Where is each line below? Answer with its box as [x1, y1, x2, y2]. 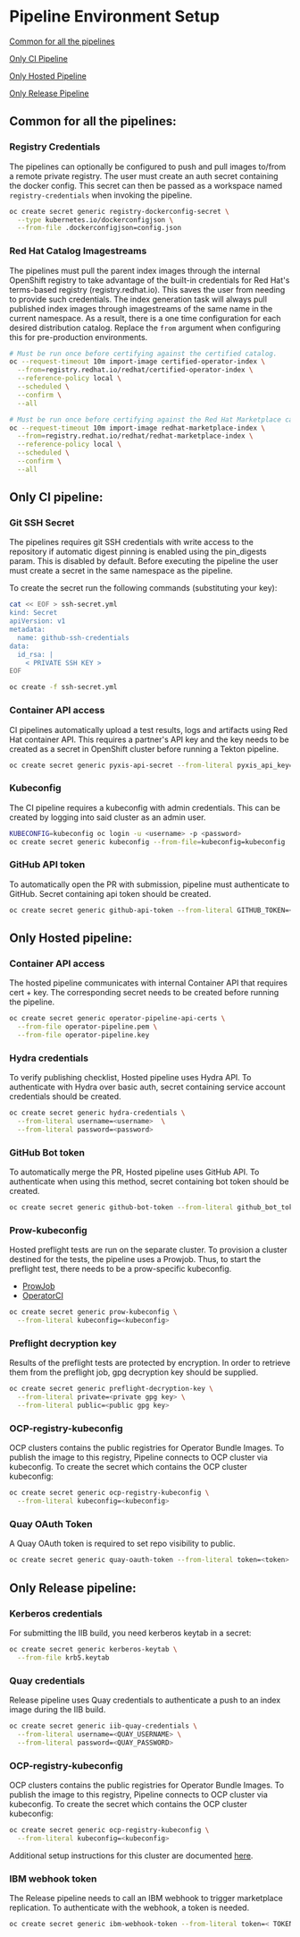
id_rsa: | [17, 650, 54, 659]
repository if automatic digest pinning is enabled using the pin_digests [9, 546, 267, 557]
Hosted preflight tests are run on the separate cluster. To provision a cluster [9, 1244, 287, 1255]
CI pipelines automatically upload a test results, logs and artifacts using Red [9, 724, 288, 735]
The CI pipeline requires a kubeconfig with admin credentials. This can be [9, 802, 281, 813]
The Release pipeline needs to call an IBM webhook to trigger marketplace [9, 1892, 283, 1903]
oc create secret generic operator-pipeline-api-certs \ [9, 1014, 226, 1023]
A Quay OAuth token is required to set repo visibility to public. [9, 1538, 236, 1549]
